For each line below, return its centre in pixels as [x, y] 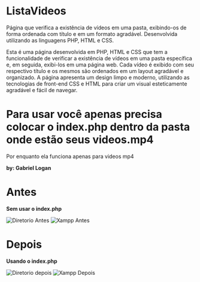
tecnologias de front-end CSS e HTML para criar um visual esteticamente [97, 84]
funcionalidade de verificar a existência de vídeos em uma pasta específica [99, 58]
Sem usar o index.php [34, 208]
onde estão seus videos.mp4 [80, 140]
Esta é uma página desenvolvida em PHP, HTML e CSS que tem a [87, 51]
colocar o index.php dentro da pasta [98, 127]
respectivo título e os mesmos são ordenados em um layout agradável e [95, 71]
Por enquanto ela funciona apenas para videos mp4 [70, 156]
